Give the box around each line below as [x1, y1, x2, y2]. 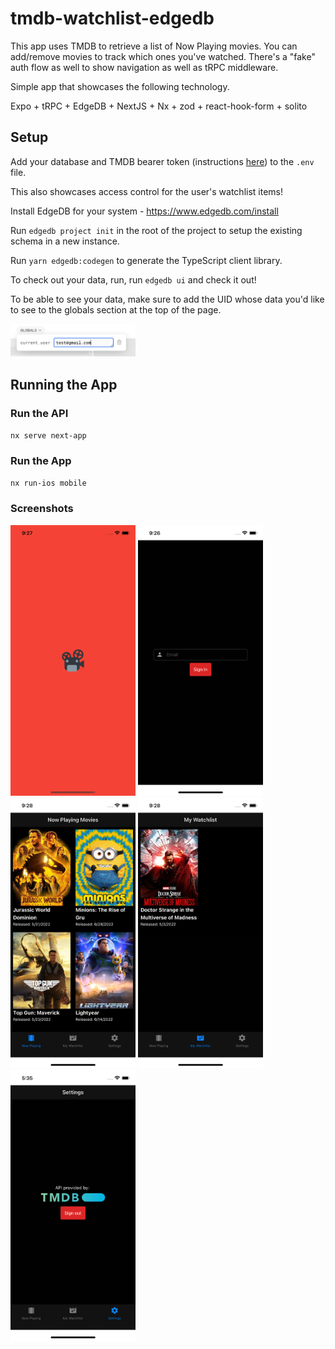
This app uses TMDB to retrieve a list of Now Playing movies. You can [10, 40, 298, 52]
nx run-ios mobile [10, 478, 87, 489]
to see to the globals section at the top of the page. [10, 303, 222, 316]
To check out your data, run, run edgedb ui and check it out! [10, 273, 257, 286]
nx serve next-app [10, 431, 87, 441]
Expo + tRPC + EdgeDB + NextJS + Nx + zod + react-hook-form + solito [10, 100, 308, 112]
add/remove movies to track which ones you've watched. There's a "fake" [10, 50, 316, 62]
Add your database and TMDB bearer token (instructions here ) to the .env [10, 155, 315, 167]
